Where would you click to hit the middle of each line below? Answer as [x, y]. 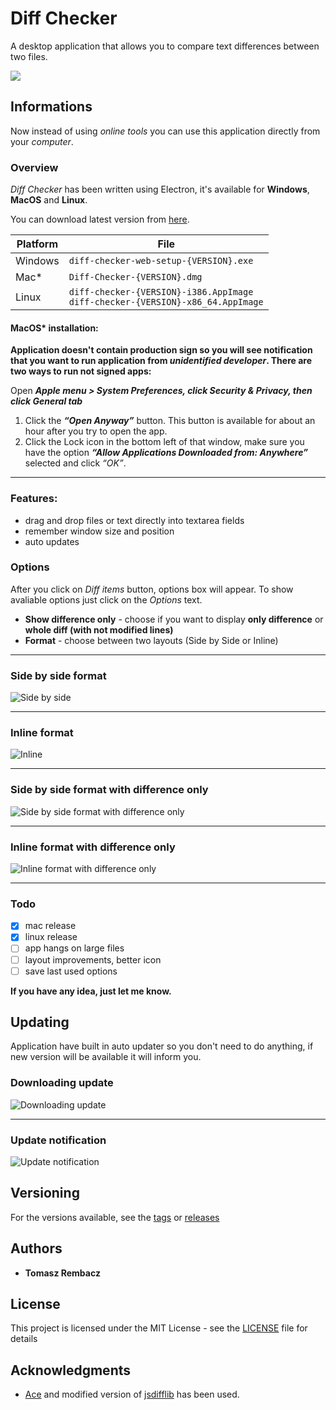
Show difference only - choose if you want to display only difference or [174, 619]
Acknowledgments [71, 1370]
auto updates [52, 541]
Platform [37, 244]
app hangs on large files [74, 948]
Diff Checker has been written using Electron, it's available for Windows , [160, 189]
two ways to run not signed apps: [81, 371]
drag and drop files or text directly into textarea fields [134, 520]
